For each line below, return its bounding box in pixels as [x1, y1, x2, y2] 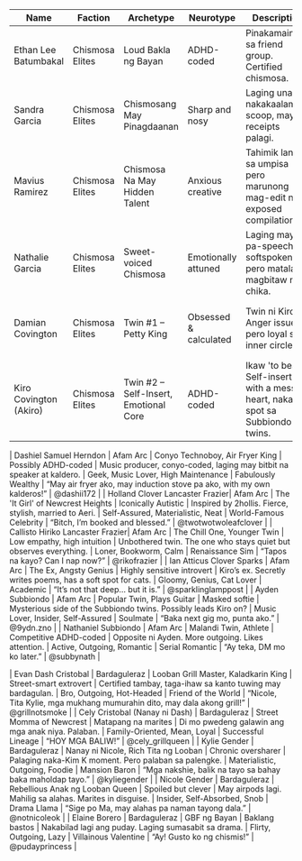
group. [245, 50, 274, 61]
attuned [187, 262, 220, 274]
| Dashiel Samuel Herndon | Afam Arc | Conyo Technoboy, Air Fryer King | [9, 450, 282, 461]
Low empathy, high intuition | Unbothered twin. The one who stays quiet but [9, 536, 290, 546]
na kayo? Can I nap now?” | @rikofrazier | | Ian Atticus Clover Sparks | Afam [9, 555, 290, 566]
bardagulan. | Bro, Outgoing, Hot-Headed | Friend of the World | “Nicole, [9, 688, 277, 698]
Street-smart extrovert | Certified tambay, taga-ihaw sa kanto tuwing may [9, 678, 281, 689]
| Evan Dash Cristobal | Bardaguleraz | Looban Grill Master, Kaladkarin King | [9, 669, 292, 679]
